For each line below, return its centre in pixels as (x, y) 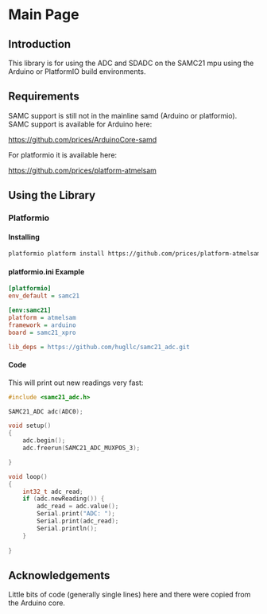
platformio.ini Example (46, 271)
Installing (24, 237)
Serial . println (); (67, 528)
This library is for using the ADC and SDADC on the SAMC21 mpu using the (131, 63)
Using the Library (52, 195)
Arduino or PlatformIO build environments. (77, 72)
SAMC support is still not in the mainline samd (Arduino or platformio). (123, 115)
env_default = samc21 (44, 296)
